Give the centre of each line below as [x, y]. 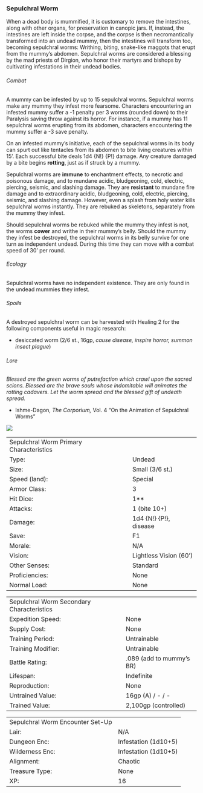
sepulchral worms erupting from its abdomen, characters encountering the [99, 125]
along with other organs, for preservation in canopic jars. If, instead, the [95, 28]
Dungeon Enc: [29, 742]
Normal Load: [28, 585]
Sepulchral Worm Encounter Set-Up [61, 722]
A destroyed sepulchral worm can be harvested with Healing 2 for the [93, 321]
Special [143, 479]
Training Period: [32, 639]
